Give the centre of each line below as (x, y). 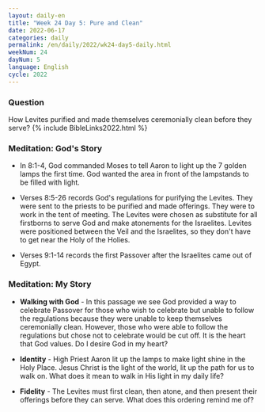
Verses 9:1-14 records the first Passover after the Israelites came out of (136, 255)
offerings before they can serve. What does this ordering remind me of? (137, 399)
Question (26, 102)
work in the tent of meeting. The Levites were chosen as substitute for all (138, 215)
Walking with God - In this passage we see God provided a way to (128, 301)
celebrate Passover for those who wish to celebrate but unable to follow (137, 310)
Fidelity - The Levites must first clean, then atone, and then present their (138, 391)
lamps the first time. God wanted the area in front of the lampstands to (134, 174)
